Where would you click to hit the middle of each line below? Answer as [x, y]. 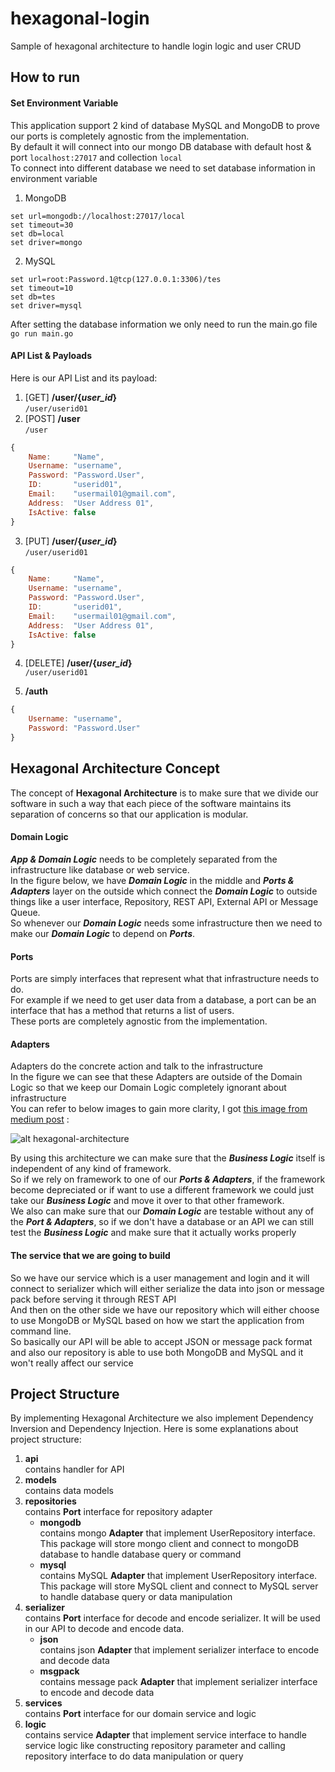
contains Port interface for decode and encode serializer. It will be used [172, 1618]
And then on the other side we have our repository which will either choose [165, 1309]
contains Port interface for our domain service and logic [140, 1714]
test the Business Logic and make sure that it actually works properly [153, 1233]
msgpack [59, 1671]
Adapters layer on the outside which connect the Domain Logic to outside [164, 891]
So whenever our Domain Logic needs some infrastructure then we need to [166, 923]
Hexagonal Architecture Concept [115, 768]
